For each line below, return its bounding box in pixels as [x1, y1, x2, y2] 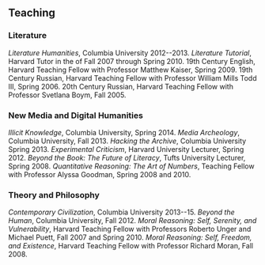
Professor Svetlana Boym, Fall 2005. [8, 90, 127, 100]
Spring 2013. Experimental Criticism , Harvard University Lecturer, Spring [8, 144, 244, 153]
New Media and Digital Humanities [8, 110, 144, 121]
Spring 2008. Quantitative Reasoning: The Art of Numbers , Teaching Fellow [8, 161, 255, 171]
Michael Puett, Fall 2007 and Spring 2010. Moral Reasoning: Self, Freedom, [8, 233, 252, 242]
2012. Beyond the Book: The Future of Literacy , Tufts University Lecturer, [8, 153, 246, 162]
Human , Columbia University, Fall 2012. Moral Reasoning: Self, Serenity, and [8, 216, 257, 225]
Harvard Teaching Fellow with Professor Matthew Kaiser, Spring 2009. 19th [8, 65, 253, 74]
